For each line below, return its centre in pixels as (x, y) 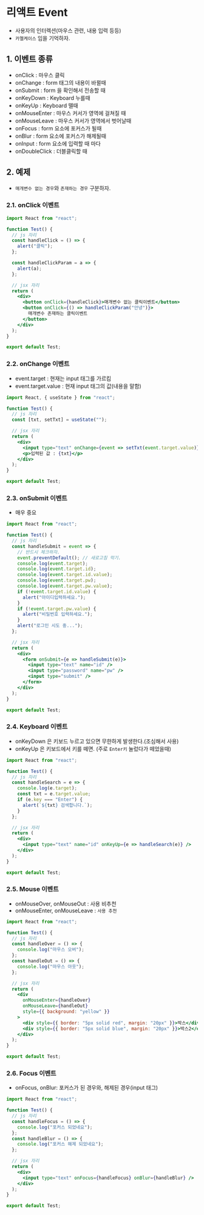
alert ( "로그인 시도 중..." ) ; (50, 626)
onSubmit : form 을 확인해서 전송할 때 (60, 90)
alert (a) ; (30, 269)
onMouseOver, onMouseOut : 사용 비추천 (66, 903)
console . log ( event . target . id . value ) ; (65, 575)
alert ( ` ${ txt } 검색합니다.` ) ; (57, 805)
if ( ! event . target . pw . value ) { (57, 609)
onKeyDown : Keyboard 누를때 (53, 97)
